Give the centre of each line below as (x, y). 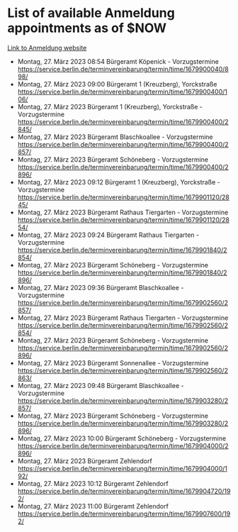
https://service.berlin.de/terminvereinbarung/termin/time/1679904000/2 (123, 445)
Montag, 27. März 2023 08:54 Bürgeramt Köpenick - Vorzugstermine (118, 61)
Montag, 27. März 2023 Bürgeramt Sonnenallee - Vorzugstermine (113, 362)
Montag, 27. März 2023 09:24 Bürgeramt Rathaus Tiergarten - (108, 235)
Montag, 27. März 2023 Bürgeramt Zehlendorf (85, 461)
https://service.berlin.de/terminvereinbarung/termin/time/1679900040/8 (123, 69)
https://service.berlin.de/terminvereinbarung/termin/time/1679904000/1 (123, 468)
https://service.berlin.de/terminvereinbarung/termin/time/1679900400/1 (123, 92)
